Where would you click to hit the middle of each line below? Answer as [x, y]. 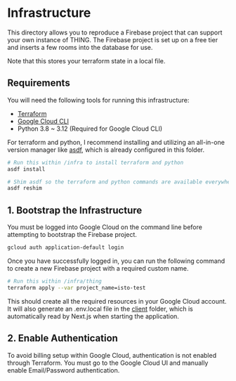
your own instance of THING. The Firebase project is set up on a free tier [113, 39]
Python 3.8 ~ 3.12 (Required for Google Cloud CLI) [90, 129]
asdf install [26, 169]
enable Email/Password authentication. [64, 370]
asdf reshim [25, 188]
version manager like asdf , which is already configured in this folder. [106, 150]
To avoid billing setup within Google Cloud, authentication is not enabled [112, 355]
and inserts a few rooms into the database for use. [80, 47]
